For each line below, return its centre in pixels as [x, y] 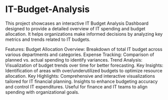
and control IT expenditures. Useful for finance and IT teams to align [76, 86]
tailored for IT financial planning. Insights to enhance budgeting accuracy [81, 81]
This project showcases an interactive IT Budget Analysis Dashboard [77, 23]
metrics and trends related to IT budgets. [48, 39]
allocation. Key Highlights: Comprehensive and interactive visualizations [80, 76]
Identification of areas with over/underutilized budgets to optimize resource [84, 70]
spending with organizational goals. [42, 92]
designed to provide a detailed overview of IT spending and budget [75, 28]
